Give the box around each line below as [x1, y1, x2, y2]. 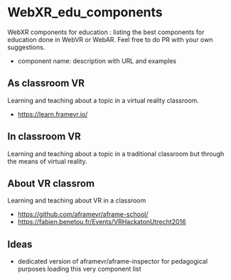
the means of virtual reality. [7, 157, 87, 166]
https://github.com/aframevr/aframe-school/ [17, 210, 149, 219]
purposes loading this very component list [17, 264, 141, 274]
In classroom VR [7, 131, 82, 143]
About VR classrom [7, 177, 95, 189]
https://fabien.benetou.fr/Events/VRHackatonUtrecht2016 [17, 217, 186, 226]
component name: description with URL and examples [17, 56, 176, 65]
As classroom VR [7, 77, 85, 90]
